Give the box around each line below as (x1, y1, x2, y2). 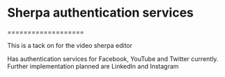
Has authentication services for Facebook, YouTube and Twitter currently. (7, 54, 219, 63)
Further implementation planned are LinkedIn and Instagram (7, 62, 179, 70)
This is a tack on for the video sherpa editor (7, 41, 132, 49)
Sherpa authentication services (7, 5, 194, 21)
